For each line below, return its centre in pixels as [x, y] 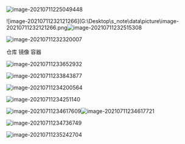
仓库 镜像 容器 [24, 52]
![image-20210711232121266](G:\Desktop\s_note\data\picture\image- [93, 21]
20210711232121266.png [37, 28]
